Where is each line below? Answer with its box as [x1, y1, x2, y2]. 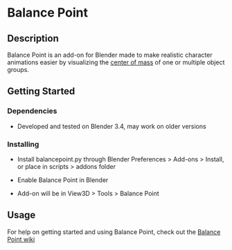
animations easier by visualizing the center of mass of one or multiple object [7, 58, 225, 66]
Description [7, 33, 59, 44]
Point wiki [7, 235, 35, 243]
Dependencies [7, 106, 57, 116]
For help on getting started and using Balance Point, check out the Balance [7, 227, 221, 236]
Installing [7, 139, 39, 149]
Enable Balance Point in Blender [17, 175, 109, 184]
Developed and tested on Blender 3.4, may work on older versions [17, 122, 206, 130]
